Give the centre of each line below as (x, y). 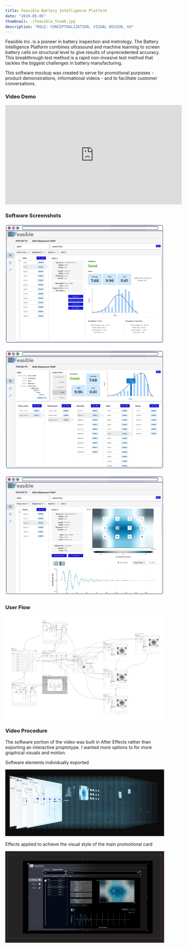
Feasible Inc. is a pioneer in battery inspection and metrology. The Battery (82, 42)
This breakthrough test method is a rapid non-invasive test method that (79, 58)
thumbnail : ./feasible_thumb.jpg (40, 21)
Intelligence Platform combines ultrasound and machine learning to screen (83, 47)
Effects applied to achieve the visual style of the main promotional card (79, 844)
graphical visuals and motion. (36, 753)
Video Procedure (26, 731)
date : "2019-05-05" (26, 16)
